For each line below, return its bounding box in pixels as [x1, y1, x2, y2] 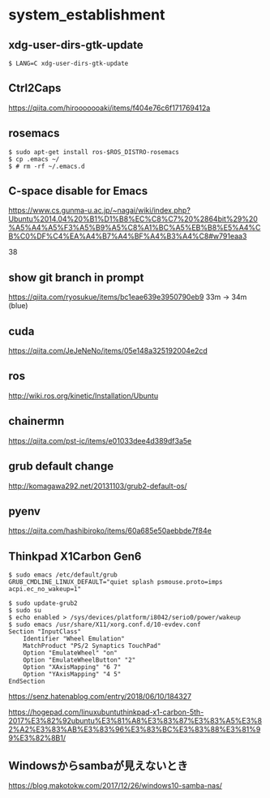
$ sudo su [8, 607, 42, 615]
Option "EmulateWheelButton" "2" [23, 656, 136, 664]
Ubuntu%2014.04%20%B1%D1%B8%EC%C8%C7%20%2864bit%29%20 [8, 214, 258, 224]
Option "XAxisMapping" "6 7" [23, 663, 122, 671]
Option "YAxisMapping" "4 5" [23, 671, 122, 679]
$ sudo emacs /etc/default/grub [8, 571, 118, 579]
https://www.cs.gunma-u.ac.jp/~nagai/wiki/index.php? [8, 205, 191, 216]
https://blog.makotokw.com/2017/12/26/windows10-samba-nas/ [8, 780, 223, 790]
